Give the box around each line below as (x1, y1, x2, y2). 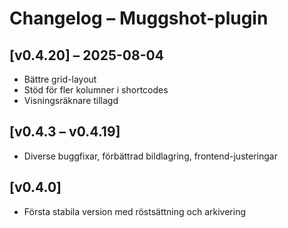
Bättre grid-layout (23, 73, 97, 85)
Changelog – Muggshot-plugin (9, 7, 269, 30)
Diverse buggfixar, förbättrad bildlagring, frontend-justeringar (23, 150, 278, 162)
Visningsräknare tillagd (23, 95, 119, 106)
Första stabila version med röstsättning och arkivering (23, 205, 246, 217)
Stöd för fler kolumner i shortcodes (23, 84, 169, 96)
